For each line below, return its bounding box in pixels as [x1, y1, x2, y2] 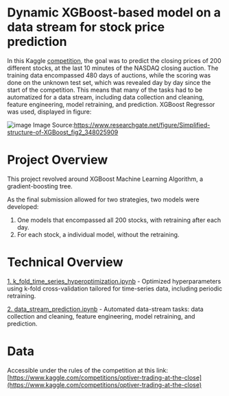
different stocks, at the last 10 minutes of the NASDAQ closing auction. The [7, 64, 219, 72]
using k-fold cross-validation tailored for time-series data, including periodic [7, 284, 223, 293]
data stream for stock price [7, 19, 165, 35]
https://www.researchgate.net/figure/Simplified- [73, 121, 210, 129]
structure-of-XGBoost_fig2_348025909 [7, 128, 119, 136]
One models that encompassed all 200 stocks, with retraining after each [16, 216, 221, 224]
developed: [7, 202, 39, 210]
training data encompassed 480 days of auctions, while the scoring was [7, 71, 211, 79]
